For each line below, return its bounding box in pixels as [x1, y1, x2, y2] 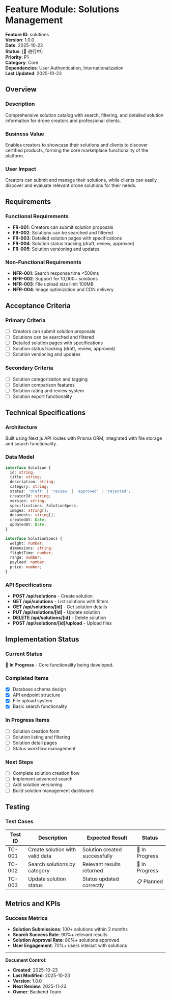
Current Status [5, 650, 43, 657]
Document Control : [5, 957, 47, 963]
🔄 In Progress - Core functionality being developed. [5, 661, 114, 668]
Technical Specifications [5, 409, 86, 417]
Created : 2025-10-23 [12, 967, 58, 973]
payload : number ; [10, 560, 47, 565]
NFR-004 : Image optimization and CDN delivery [12, 287, 114, 293]
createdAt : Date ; [10, 517, 47, 522]
